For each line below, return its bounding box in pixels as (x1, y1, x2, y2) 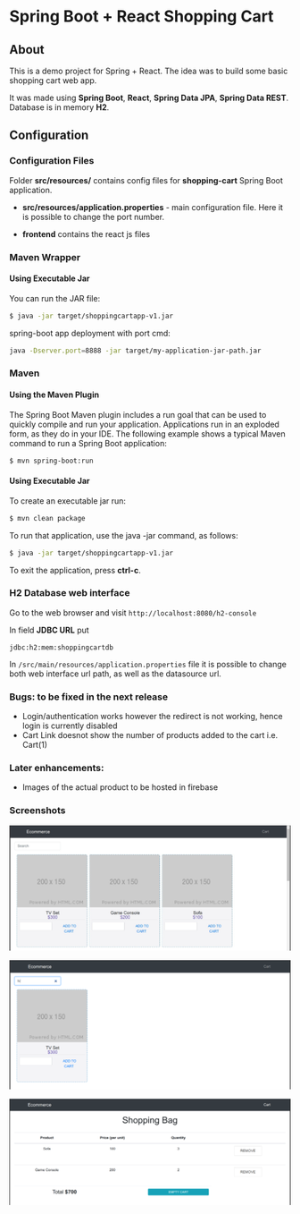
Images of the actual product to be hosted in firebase (21, 782, 219, 793)
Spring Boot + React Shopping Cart (9, 6, 274, 27)
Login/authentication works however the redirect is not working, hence (21, 711, 283, 722)
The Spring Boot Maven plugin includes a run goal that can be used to (9, 409, 267, 420)
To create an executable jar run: (9, 495, 127, 506)
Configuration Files (9, 155, 95, 167)
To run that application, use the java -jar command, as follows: (9, 530, 238, 540)
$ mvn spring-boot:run (9, 456, 94, 465)
